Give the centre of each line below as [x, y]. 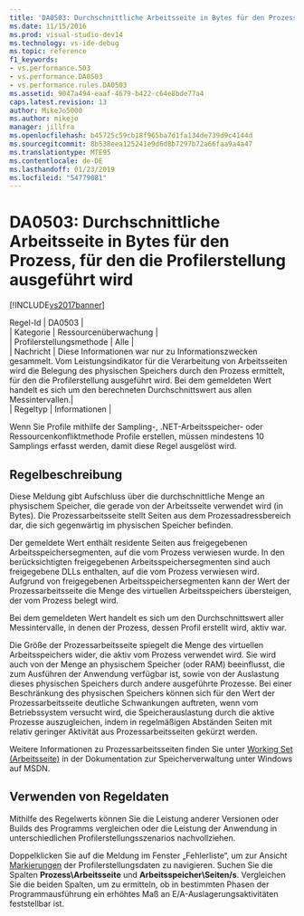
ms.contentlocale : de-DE [56, 161]
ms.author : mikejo [44, 119]
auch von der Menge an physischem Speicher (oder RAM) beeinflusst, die [147, 664]
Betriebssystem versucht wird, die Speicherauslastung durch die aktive [142, 712]
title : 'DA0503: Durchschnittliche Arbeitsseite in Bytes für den [137, 18]
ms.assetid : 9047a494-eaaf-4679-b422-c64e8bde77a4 [107, 93]
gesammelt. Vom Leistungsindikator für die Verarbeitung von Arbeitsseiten [148, 361]
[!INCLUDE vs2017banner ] [57, 305]
